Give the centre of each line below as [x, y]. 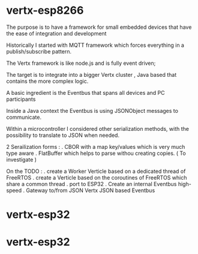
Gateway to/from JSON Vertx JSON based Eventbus [91, 190]
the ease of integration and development [56, 33]
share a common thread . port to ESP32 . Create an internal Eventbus [91, 184]
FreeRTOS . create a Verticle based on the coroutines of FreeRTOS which [97, 177]
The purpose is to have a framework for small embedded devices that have [99, 27]
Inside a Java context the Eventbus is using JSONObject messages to [92, 110]
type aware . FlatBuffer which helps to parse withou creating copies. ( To [96, 153]
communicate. [24, 117]
